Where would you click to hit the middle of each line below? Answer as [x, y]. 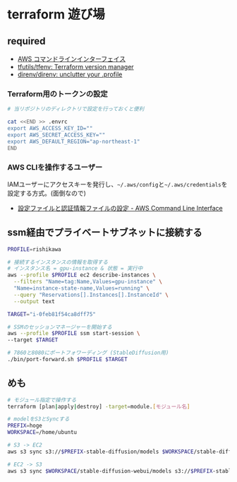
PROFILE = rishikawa [34, 249]
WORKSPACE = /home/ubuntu [42, 433]
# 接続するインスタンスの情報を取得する [57, 262]
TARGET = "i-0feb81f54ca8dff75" [52, 314]
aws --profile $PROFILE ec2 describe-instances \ [82, 275]
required [26, 41]
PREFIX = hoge [25, 426]
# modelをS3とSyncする [38, 419]
